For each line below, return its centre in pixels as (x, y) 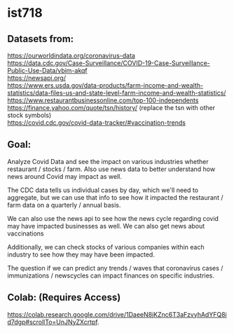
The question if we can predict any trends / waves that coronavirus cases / (115, 268)
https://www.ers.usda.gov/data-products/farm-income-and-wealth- (105, 85)
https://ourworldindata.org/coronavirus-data (71, 55)
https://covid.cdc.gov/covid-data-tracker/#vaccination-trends (96, 123)
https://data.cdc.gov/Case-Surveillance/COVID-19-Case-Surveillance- (109, 63)
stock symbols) (29, 115)
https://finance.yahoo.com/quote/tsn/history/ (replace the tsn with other (111, 108)
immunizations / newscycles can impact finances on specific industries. (111, 276)
